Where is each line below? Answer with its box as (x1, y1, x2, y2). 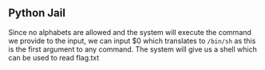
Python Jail (8, 6, 66, 20)
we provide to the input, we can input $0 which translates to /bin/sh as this (8, 36, 256, 45)
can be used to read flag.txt (8, 52, 100, 62)
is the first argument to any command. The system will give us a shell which (8, 44, 257, 54)
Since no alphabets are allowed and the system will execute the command (8, 27, 251, 37)
